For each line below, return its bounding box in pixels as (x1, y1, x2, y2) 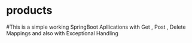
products (6, 4, 53, 17)
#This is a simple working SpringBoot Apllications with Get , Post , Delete (6, 23, 186, 30)
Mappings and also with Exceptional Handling (6, 29, 118, 36)
